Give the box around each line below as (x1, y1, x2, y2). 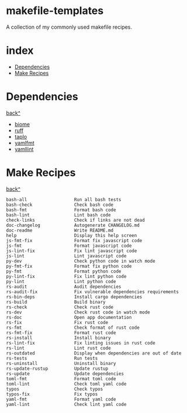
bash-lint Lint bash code (6, 212, 111, 218)
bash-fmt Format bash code (6, 206, 116, 213)
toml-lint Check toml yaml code (6, 381, 127, 387)
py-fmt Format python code (6, 268, 122, 274)
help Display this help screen (6, 232, 137, 238)
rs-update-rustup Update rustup (6, 366, 109, 371)
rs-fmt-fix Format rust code (6, 329, 116, 336)
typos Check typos (6, 386, 103, 392)
